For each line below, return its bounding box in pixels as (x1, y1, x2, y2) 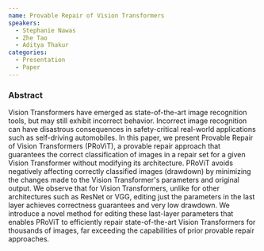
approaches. (8, 234, 50, 244)
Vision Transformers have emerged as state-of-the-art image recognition (8, 108, 247, 118)
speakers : (8, 19, 41, 27)
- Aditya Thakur (15, 41, 69, 49)
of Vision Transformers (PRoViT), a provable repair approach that (8, 141, 220, 151)
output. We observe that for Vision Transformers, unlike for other (8, 183, 220, 193)
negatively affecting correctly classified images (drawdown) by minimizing (8, 167, 251, 176)
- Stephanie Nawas (15, 26, 77, 34)
